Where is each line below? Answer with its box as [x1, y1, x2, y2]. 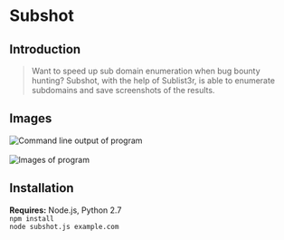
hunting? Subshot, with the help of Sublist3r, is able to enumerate [31, 75, 276, 86]
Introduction [9, 42, 81, 57]
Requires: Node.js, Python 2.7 [9, 205, 122, 216]
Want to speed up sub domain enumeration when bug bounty [31, 65, 260, 76]
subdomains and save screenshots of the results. [31, 85, 215, 95]
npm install [9, 214, 54, 223]
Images [9, 110, 52, 127]
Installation [9, 180, 74, 196]
